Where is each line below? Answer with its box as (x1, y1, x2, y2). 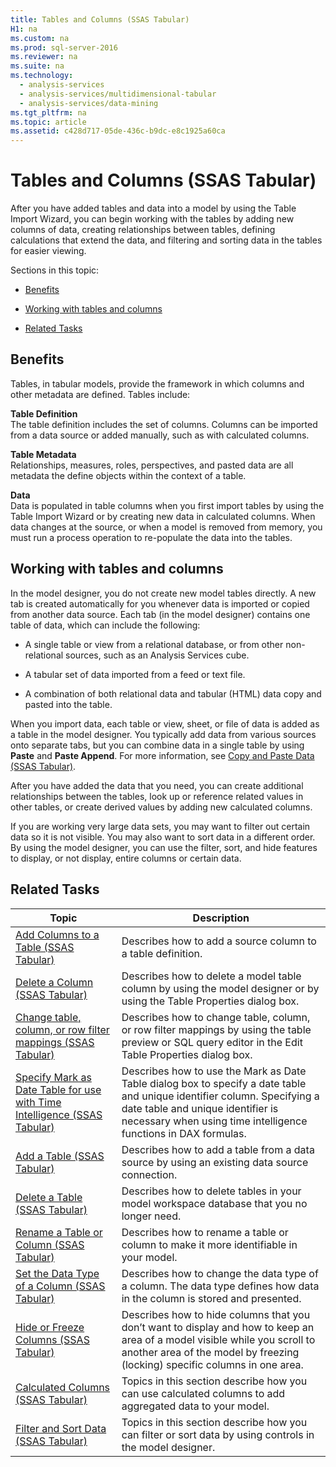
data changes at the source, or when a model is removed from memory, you (10, 521, 323, 533)
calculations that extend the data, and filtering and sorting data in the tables (10, 234, 323, 246)
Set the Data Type (15, 1266, 100, 1280)
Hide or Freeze (15, 1320, 85, 1334)
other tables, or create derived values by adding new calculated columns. (10, 801, 313, 813)
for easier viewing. (10, 245, 87, 257)
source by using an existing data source (121, 1155, 309, 1169)
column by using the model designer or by (121, 981, 320, 995)
